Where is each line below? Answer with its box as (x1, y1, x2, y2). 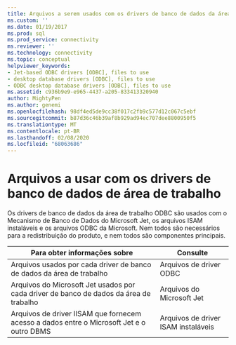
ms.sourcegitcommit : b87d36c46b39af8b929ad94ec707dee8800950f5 (7, 114, 197, 121)
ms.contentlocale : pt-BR (7, 128, 80, 135)
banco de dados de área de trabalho (7, 186, 221, 202)
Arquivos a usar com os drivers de (7, 171, 211, 187)
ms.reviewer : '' (7, 43, 55, 50)
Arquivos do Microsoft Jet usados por (11, 280, 136, 290)
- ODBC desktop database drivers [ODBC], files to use (7, 82, 171, 89)
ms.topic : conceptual (7, 56, 71, 63)
